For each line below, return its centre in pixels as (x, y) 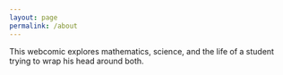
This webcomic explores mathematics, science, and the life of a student (142, 51)
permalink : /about (43, 26)
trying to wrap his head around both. (77, 61)
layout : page (34, 17)
